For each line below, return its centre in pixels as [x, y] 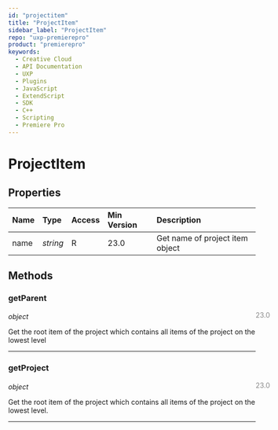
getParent [27, 298]
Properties [35, 193]
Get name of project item [203, 238]
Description [179, 219]
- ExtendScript [40, 96]
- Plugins [31, 81]
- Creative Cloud [44, 60]
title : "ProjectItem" [44, 23]
